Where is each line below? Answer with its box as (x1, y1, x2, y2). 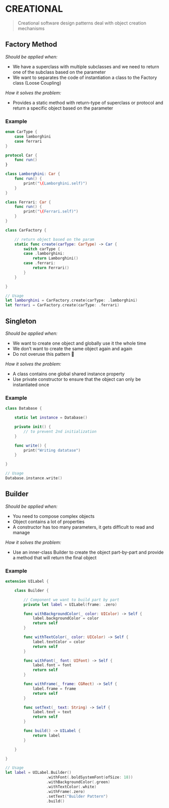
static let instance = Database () (14, 415, 88, 421)
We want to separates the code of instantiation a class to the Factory (12, 74, 157, 81)
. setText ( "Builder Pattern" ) (46, 794, 108, 799)
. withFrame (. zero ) (46, 789, 86, 794)
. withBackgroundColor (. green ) (46, 779, 110, 785)
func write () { (14, 443, 47, 448)
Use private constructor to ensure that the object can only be (12, 376, 141, 382)
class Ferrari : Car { (5, 199, 51, 204)
